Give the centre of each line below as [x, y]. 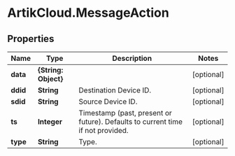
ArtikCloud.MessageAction [88, 13]
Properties [31, 39]
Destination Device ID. [115, 90]
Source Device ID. [108, 101]
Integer [50, 122]
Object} [50, 79]
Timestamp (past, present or [126, 113]
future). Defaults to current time [131, 122]
